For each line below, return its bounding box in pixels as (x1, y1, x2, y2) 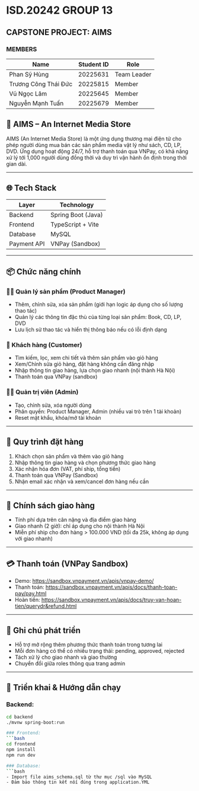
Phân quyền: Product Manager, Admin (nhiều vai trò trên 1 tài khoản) (14, 407, 182, 415)
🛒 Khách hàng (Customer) (6, 341, 82, 349)
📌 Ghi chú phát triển (6, 625, 81, 635)
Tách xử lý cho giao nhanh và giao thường (14, 653, 117, 661)
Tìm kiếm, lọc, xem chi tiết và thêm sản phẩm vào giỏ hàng (14, 354, 159, 362)
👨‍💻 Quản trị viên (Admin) (6, 388, 79, 396)
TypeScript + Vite (50, 220, 99, 228)
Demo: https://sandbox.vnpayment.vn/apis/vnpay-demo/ (14, 578, 154, 585)
